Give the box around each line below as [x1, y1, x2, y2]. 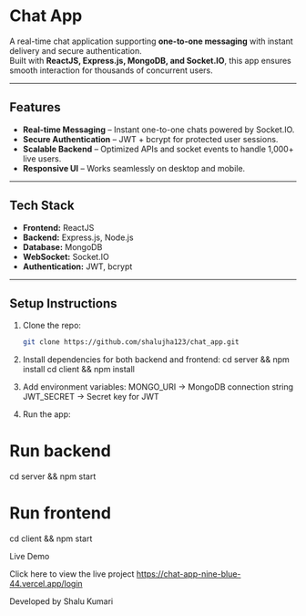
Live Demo [9, 551, 50, 562]
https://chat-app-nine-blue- [136, 569, 241, 579]
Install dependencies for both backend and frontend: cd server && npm [22, 354, 290, 365]
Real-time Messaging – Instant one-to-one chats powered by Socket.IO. [22, 124, 295, 135]
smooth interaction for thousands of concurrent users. [9, 65, 213, 76]
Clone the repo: [22, 320, 82, 331]
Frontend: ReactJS [22, 222, 95, 233]
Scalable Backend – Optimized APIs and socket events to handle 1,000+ [22, 143, 294, 154]
